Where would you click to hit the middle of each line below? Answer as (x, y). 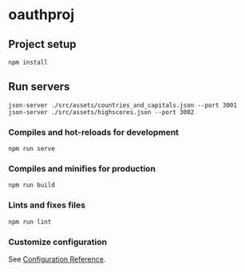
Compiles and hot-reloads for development (94, 132)
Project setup (43, 44)
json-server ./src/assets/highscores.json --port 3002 (101, 112)
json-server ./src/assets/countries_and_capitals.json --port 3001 (123, 105)
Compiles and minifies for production (82, 169)
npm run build (32, 185)
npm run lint (30, 222)
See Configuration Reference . (57, 259)
